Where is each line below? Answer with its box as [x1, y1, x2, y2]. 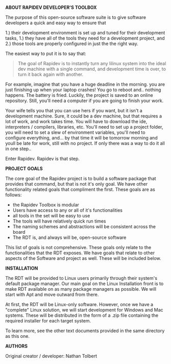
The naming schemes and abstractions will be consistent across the [12, 224, 156, 230]
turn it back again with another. [17, 71, 83, 77]
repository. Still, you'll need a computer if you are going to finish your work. [5, 97, 164, 104]
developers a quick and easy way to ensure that [5, 20, 106, 26]
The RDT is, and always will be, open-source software [12, 234, 127, 240]
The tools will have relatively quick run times [12, 218, 106, 224]
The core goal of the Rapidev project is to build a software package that [5, 175, 157, 181]
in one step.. [5, 146, 32, 152]
